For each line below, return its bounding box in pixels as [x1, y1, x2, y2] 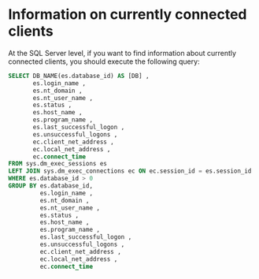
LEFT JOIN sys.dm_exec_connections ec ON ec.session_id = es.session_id [8, 167, 252, 175]
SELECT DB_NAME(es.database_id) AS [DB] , [8, 72, 150, 80]
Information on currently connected [8, 6, 247, 24]
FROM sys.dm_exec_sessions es [8, 160, 108, 168]
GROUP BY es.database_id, [8, 182, 93, 190]
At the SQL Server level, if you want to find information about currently [8, 48, 237, 58]
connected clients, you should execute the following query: [8, 57, 200, 66]
